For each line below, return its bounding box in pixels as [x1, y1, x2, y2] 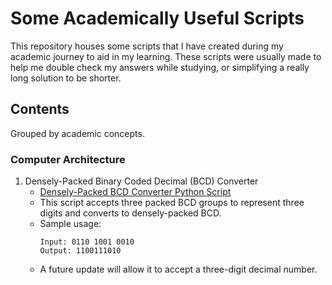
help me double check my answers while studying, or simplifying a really [10, 61, 310, 73]
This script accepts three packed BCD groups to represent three [39, 197, 305, 209]
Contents [10, 101, 70, 118]
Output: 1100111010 [39, 246, 122, 256]
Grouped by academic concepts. [10, 127, 145, 139]
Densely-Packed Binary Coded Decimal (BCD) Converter [24, 175, 259, 187]
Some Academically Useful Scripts [10, 7, 305, 30]
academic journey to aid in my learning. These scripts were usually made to [10, 50, 322, 62]
